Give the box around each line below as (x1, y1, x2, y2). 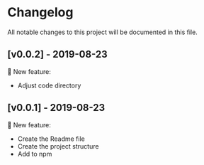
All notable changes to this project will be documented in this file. (7, 28, 198, 36)
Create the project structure (17, 142, 99, 150)
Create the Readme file (17, 134, 85, 143)
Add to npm (17, 149, 52, 158)
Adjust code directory (17, 81, 81, 90)
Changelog (7, 4, 74, 21)
